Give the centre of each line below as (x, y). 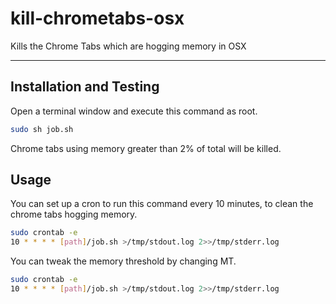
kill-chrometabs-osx (97, 18)
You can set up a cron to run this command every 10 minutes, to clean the (162, 204)
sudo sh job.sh (42, 129)
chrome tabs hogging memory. (74, 214)
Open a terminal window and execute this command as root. (134, 111)
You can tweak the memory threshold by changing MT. (123, 261)
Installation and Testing (85, 87)
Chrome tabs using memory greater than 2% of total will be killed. (146, 148)
